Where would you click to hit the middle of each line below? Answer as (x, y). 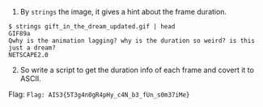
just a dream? (32, 48)
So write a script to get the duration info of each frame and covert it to (137, 70)
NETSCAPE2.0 (28, 55)
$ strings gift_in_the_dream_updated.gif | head (92, 27)
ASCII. (31, 79)
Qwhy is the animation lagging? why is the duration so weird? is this (131, 41)
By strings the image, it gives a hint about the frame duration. (123, 12)
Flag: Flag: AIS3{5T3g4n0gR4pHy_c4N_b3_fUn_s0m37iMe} (99, 94)
